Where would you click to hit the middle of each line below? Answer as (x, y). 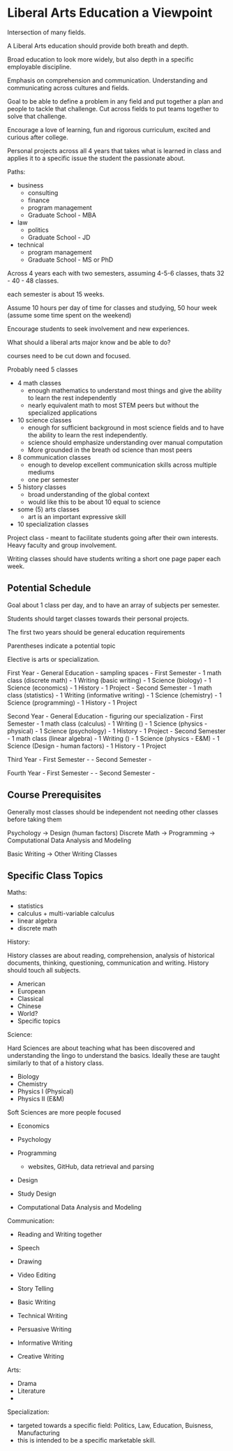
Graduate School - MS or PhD (70, 260)
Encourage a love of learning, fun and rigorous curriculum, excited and (109, 129)
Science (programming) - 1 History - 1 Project (72, 702)
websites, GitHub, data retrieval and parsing (91, 1167)
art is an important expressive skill (77, 516)
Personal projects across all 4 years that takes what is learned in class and (114, 150)
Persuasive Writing (44, 1329)
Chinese (29, 1006)
